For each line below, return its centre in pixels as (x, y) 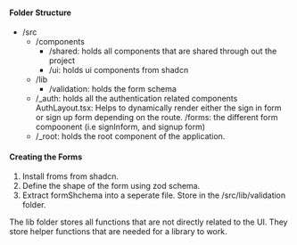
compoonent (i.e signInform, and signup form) (120, 127)
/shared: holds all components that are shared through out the (163, 51)
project (62, 61)
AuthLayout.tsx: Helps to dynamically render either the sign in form (159, 108)
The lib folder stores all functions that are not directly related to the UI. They (148, 222)
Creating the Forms (46, 157)
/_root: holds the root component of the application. (130, 136)
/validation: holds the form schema (112, 89)
